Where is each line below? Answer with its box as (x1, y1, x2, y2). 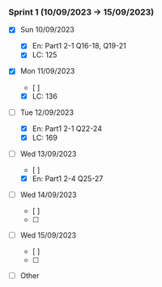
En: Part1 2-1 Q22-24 (32, 124, 103, 133)
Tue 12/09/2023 (19, 108, 75, 117)
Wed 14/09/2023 (19, 189, 77, 200)
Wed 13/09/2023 (19, 149, 77, 158)
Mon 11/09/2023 (19, 66, 75, 76)
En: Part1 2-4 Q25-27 (32, 173, 104, 184)
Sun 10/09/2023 (19, 25, 75, 35)
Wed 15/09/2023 (19, 230, 77, 240)
